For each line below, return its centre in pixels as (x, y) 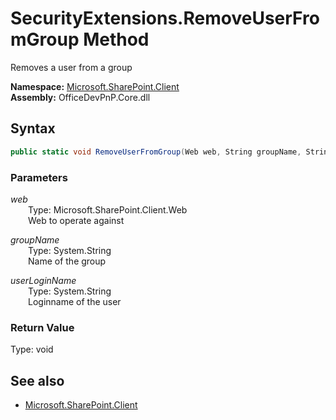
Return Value (42, 327)
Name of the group (67, 261)
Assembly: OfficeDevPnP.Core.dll (80, 97)
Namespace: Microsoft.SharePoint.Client (95, 86)
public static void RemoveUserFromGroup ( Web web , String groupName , (156, 152)
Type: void (32, 349)
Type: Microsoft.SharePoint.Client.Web (108, 209)
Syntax (33, 128)
